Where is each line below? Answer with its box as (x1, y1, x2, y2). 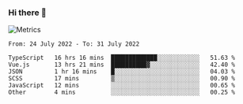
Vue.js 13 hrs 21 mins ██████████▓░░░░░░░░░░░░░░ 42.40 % (8, 61, 236, 69)
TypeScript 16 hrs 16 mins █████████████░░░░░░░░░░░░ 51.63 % (8, 54, 236, 62)
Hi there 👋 (8, 7, 47, 18)
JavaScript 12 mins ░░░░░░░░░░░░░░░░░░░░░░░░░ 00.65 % (8, 82, 236, 90)
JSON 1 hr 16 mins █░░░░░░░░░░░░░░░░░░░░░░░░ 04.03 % (8, 68, 236, 76)
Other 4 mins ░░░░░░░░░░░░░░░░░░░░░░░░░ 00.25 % (8, 88, 236, 97)
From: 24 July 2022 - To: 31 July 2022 (8, 40, 140, 48)
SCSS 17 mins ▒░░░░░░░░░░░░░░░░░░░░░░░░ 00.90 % (8, 75, 236, 83)
